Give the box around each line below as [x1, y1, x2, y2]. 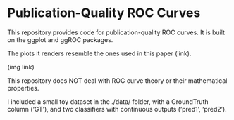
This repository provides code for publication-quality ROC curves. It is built [7, 28, 226, 36]
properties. [7, 84, 39, 92]
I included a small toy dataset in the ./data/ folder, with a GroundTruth [7, 97, 209, 106]
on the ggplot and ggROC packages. [7, 35, 113, 44]
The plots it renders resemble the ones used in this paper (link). [7, 49, 192, 58]
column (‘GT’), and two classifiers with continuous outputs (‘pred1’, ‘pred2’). [7, 105, 227, 113]
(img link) [7, 62, 35, 71]
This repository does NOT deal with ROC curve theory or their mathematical [7, 76, 228, 85]
